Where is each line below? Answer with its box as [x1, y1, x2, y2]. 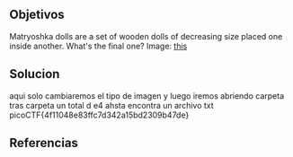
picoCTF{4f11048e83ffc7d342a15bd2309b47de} [9, 109, 190, 120]
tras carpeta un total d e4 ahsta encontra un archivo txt [9, 100, 214, 110]
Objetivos [9, 7, 65, 22]
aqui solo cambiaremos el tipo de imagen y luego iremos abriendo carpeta [9, 90, 285, 101]
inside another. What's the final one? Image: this [9, 40, 188, 51]
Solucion [9, 66, 60, 82]
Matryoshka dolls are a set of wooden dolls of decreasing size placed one [9, 31, 283, 41]
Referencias [9, 135, 79, 151]
